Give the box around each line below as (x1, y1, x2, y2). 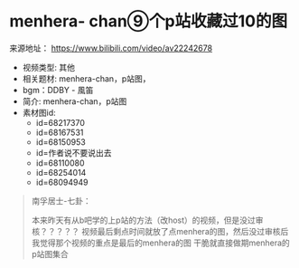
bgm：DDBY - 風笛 (22, 84, 94, 95)
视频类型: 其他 (22, 62, 75, 72)
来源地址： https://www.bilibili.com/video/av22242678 (9, 43, 213, 53)
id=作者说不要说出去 (35, 147, 112, 158)
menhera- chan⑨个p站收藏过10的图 (9, 11, 287, 32)
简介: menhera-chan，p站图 (22, 95, 127, 107)
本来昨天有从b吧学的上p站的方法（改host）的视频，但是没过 (31, 215, 256, 225)
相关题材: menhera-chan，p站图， (22, 72, 151, 84)
